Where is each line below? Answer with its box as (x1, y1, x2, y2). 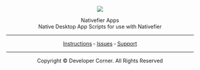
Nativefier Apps (80, 17, 120, 24)
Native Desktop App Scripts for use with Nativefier (38, 23, 162, 30)
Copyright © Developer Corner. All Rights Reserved (37, 57, 163, 64)
